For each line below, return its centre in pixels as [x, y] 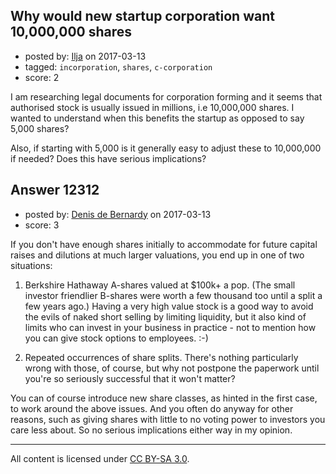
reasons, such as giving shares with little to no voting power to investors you [168, 419]
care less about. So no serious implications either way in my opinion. [151, 430]
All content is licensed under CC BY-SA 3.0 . [100, 458]
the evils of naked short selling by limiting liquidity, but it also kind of [165, 316]
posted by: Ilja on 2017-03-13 [85, 56]
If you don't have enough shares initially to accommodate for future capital [164, 244]
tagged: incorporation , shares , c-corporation [118, 66]
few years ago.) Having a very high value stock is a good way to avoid [169, 306]
